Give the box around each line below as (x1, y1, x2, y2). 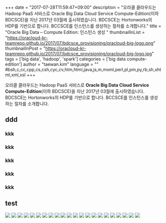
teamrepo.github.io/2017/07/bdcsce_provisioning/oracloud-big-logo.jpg (5, 51, 152, 56)
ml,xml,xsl (5, 72, 26, 78)
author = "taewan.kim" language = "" (23, 61, 99, 67)
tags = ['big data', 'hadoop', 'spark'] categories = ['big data (5, 56, 126, 62)
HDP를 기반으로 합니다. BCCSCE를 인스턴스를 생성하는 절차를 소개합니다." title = (5, 23, 162, 29)
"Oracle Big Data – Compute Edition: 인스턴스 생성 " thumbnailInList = (5, 29, 145, 35)
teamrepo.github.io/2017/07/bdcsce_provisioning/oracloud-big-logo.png (5, 40, 154, 46)
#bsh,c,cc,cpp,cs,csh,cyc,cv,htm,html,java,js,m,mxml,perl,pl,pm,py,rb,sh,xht (5, 67, 162, 72)
